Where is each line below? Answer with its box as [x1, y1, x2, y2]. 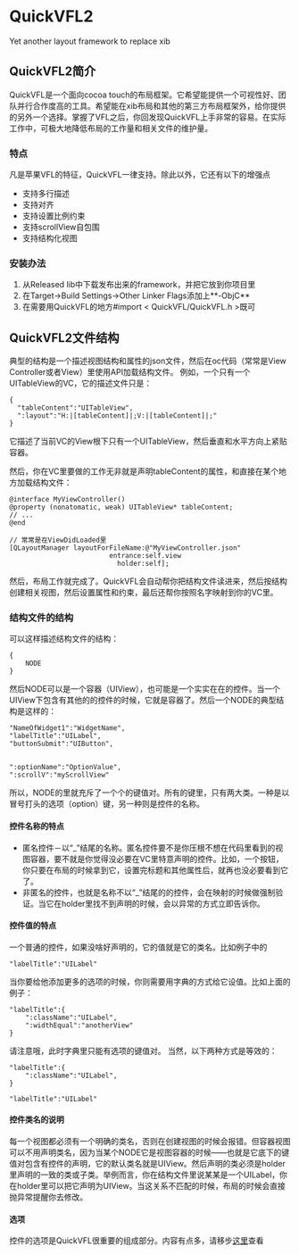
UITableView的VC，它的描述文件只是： [9, 378, 153, 389]
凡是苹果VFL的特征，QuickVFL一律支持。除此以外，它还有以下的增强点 [9, 170, 270, 180]
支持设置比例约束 [21, 211, 86, 221]
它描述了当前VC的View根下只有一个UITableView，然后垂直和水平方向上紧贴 [9, 436, 287, 447]
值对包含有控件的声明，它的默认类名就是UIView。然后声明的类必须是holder [9, 1158, 286, 1169]
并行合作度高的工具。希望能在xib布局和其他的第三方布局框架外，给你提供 [16, 100, 287, 111]
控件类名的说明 [9, 1114, 64, 1125]
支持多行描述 [21, 188, 70, 199]
